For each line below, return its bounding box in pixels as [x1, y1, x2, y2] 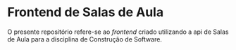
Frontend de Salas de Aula [7, 4, 164, 20]
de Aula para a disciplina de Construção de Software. [7, 35, 162, 43]
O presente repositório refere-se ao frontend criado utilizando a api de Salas [7, 27, 229, 36]
